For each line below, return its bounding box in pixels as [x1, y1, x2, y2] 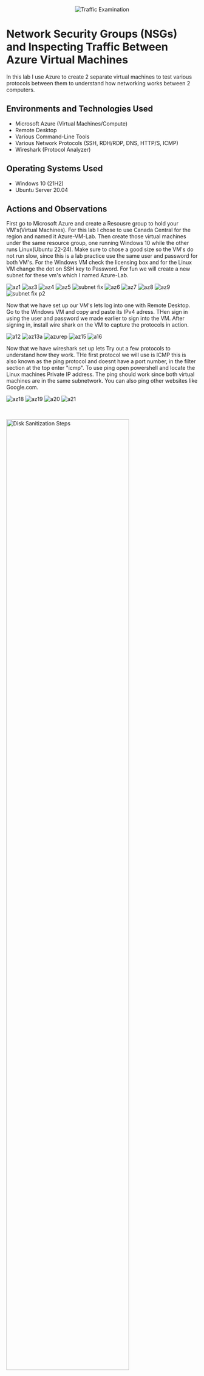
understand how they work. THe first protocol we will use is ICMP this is [6, 351, 186, 359]
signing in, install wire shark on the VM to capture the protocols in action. [6, 321, 189, 328]
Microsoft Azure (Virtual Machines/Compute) [15, 119, 128, 127]
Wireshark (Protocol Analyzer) [15, 146, 91, 153]
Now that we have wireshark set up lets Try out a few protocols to [6, 345, 171, 352]
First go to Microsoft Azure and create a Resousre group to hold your [6, 220, 179, 227]
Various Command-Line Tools [15, 133, 90, 140]
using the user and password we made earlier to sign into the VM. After [6, 314, 185, 322]
